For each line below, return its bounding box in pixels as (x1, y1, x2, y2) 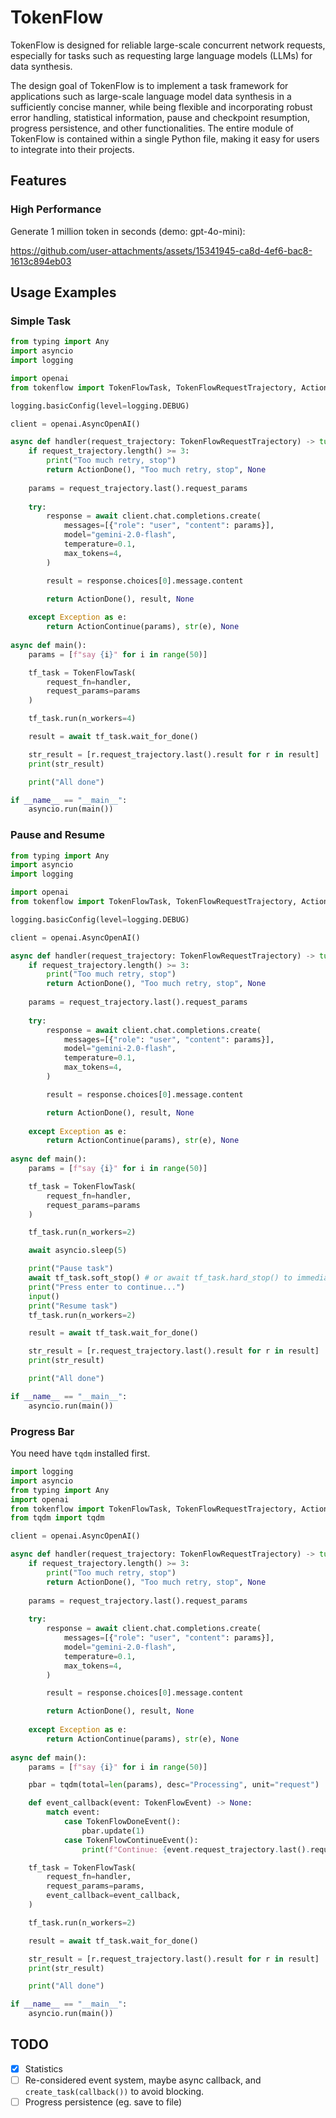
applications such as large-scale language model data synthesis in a (10, 90, 292, 102)
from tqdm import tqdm (10, 1513, 105, 1523)
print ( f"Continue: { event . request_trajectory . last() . (81, 1844, 311, 1855)
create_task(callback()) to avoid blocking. (24, 2085, 205, 2097)
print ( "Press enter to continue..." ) (28, 1282, 186, 1292)
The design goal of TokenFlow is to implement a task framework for (10, 79, 289, 91)
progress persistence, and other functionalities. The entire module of (10, 122, 294, 134)
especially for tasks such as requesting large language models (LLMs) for (10, 49, 313, 61)
